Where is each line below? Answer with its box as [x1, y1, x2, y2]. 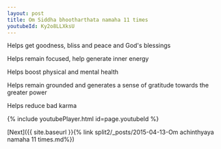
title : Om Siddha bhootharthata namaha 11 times [7, 16, 148, 23]
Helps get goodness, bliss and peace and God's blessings [7, 42, 171, 50]
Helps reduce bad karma [7, 102, 77, 110]
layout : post [7, 10, 44, 17]
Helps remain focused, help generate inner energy [7, 55, 149, 63]
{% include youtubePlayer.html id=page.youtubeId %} [7, 115, 159, 123]
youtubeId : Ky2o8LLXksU [7, 23, 75, 29]
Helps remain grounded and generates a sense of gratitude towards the [7, 81, 209, 90]
